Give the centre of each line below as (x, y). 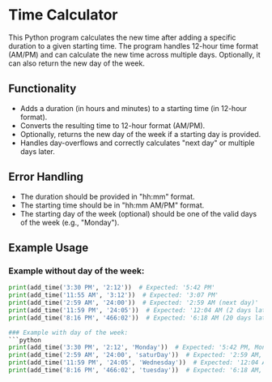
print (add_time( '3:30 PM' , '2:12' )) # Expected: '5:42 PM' (112, 288)
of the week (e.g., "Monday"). (70, 222)
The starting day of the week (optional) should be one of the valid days (138, 213)
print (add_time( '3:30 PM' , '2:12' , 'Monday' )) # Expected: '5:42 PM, (130, 348)
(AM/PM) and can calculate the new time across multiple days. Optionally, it (134, 54)
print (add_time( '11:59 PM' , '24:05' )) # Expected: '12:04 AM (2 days (130, 310)
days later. (37, 151)
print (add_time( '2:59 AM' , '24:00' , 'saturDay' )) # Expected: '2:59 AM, (136, 355)
